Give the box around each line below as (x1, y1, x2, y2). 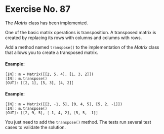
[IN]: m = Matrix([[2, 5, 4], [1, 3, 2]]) (5, 72, 94, 77)
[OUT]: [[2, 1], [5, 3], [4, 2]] (5, 81, 74, 86)
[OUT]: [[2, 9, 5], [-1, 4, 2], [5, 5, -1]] (5, 110, 98, 116)
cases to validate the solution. (5, 125, 66, 131)
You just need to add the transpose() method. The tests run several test (5, 119, 152, 125)
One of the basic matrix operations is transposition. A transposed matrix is (5, 29, 157, 35)
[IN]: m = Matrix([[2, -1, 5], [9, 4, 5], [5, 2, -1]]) (5, 102, 123, 107)
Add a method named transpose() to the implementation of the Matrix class (5, 44, 160, 50)
